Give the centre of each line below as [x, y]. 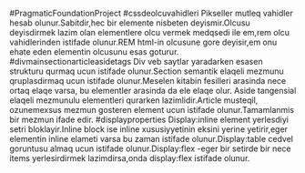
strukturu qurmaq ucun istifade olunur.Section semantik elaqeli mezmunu [147, 71]
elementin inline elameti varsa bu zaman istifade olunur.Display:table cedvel [152, 139]
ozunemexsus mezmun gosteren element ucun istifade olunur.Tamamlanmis [152, 110]
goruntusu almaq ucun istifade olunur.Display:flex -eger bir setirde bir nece [150, 148]
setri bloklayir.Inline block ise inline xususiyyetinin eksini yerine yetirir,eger [149, 129]
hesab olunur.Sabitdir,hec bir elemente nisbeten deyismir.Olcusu [130, 23]
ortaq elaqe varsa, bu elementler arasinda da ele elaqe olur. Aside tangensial [153, 91]
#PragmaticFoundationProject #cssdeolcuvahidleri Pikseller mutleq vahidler [152, 13]
